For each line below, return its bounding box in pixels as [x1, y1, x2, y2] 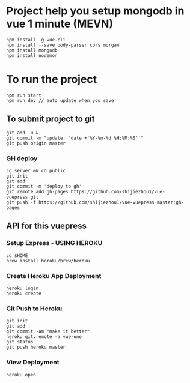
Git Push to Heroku [6, 304, 63, 313]
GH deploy [6, 154, 38, 163]
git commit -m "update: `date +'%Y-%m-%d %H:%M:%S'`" [6, 135, 144, 141]
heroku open [6, 372, 36, 378]
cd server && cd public [6, 167, 66, 173]
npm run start [6, 92, 42, 98]
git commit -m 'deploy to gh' [6, 183, 82, 190]
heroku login [6, 285, 39, 291]
